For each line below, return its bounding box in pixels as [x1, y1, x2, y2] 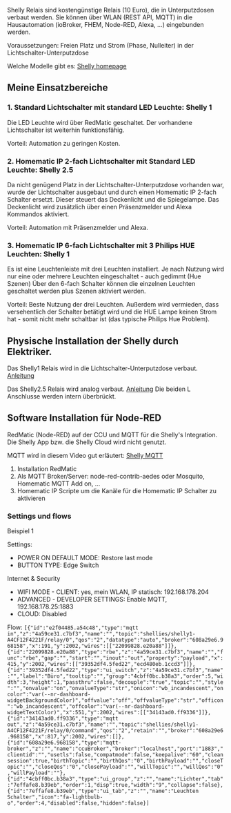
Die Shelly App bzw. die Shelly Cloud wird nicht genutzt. [7, 438, 167, 446]
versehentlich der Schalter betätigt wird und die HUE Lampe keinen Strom [7, 307, 217, 316]
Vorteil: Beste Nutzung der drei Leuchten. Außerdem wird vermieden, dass [7, 300, 219, 309]
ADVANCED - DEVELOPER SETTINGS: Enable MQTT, [17, 595, 168, 604]
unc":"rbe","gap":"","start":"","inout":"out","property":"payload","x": [7, 655, 224, 662]
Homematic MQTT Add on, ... [17, 479, 101, 488]
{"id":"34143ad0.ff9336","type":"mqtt [7, 715, 119, 723]
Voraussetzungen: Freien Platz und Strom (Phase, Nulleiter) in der [7, 41, 194, 49]
